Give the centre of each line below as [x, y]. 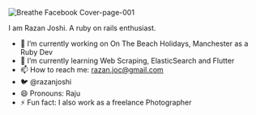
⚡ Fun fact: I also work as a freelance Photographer [106, 102]
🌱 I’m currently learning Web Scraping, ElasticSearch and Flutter [127, 61]
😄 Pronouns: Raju [50, 93]
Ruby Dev [36, 52]
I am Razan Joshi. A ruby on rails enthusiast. [82, 28]
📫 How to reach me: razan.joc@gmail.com [92, 70]
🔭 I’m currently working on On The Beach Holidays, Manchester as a [134, 43]
